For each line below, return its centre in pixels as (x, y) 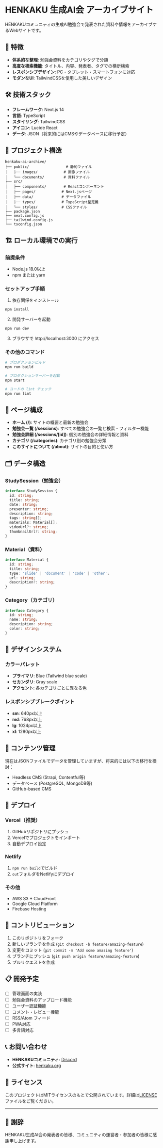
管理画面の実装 (27, 994)
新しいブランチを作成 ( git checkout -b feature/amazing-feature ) (78, 944)
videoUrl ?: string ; (29, 527)
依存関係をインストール (35, 300)
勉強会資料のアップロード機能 (42, 1000)
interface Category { (27, 611)
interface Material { (27, 560)
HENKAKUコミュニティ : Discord (44, 1059)
